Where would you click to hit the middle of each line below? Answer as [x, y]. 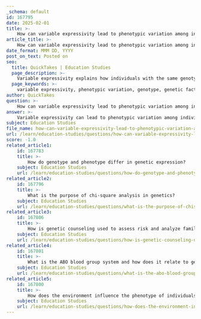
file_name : [20, 129]
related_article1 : [29, 145]
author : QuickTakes [31, 95]
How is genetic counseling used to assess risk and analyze [104, 229]
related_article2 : [29, 179]
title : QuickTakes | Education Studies [61, 67]
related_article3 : [29, 212]
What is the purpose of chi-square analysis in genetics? [101, 195]
